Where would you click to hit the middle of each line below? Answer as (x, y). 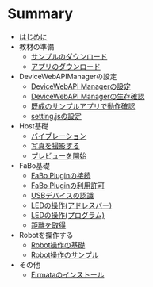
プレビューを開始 (59, 155)
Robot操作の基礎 (58, 245)
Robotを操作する (46, 235)
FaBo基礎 (34, 165)
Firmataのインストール (67, 274)
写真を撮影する (55, 145)
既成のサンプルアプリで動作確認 (83, 106)
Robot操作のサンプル (65, 254)
